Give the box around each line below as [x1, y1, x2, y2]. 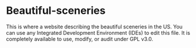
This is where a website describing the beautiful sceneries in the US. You [6, 23, 183, 30]
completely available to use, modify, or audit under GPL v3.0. [6, 35, 154, 42]
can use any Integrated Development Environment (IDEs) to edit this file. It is [6, 29, 191, 36]
